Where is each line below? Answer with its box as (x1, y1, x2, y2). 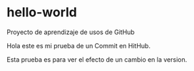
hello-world (6, 4, 78, 21)
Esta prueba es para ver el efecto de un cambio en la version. (6, 55, 188, 64)
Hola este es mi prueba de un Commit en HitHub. (6, 41, 151, 50)
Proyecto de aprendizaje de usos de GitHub (6, 28, 135, 36)
